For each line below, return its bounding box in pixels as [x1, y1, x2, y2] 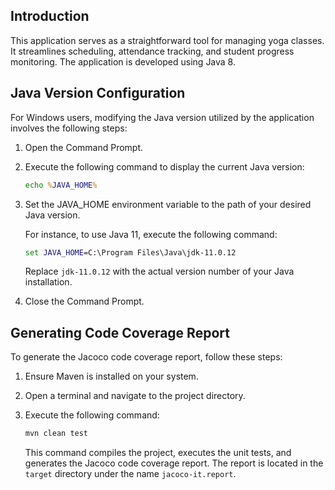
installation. [24, 276, 73, 288]
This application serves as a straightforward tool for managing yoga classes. [10, 34, 325, 46]
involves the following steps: [10, 122, 128, 134]
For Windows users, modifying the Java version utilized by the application [10, 111, 315, 123]
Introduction [10, 8, 90, 25]
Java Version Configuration [10, 85, 186, 102]
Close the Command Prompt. [24, 295, 145, 308]
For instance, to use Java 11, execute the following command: [24, 228, 278, 240]
